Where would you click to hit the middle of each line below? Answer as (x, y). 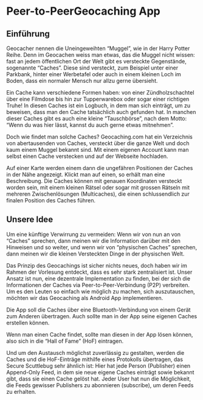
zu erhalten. (21, 391)
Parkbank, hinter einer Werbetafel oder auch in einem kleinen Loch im (94, 74)
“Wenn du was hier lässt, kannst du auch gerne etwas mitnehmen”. (90, 125)
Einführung (28, 34)
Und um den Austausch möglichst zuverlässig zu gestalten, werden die (95, 352)
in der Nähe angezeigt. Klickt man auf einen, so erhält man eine (86, 174)
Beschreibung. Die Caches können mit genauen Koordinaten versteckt (94, 181)
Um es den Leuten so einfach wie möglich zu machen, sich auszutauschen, (101, 291)
